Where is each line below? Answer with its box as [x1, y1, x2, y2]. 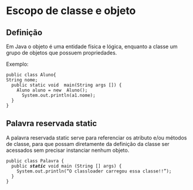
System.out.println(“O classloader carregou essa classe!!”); [16, 168, 172, 174]
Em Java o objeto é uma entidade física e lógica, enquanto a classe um [6, 43, 178, 50]
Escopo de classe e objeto [6, 4, 136, 18]
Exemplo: [6, 60, 29, 67]
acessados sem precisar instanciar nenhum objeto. [6, 147, 130, 154]
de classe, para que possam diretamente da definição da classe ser [6, 140, 170, 147]
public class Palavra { [6, 158, 65, 164]
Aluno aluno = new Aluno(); [16, 87, 88, 93]
